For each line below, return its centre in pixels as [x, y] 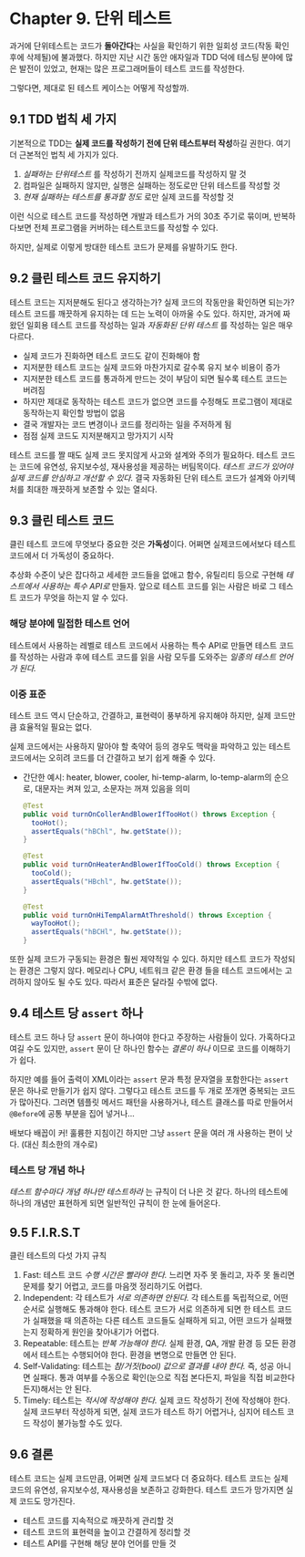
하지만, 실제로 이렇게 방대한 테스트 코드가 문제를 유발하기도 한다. [124, 246]
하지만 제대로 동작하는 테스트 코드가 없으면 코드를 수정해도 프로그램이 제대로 [158, 401]
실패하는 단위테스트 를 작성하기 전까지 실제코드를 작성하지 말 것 [134, 173]
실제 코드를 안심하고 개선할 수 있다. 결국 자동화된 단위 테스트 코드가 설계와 [140, 477]
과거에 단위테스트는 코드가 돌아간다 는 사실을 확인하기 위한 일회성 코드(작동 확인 [149, 46]
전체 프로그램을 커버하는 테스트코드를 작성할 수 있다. [126, 227]
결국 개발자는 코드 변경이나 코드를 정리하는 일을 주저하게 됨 [127, 424]
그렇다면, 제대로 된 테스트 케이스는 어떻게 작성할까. [99, 88]
